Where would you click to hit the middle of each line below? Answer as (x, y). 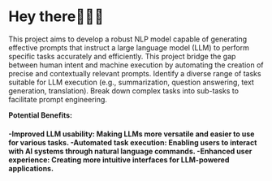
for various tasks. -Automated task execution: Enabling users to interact (133, 142)
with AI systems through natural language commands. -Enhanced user (130, 151)
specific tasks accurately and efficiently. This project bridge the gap (122, 56)
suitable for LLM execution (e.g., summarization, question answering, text (131, 82)
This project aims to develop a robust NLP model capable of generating (128, 39)
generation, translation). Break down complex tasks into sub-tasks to (124, 90)
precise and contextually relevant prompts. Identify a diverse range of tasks (135, 73)
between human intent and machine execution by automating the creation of (136, 65)
